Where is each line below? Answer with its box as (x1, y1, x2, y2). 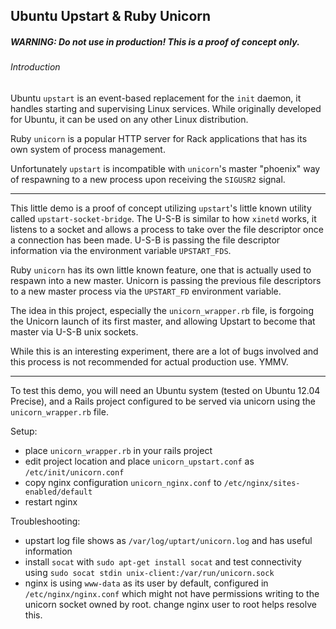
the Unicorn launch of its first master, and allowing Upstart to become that (10, 315, 316, 327)
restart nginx (24, 495, 78, 508)
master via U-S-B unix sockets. (10, 325, 139, 338)
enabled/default (24, 487, 93, 497)
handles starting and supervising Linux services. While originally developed (10, 102, 322, 114)
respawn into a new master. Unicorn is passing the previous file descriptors (10, 274, 322, 286)
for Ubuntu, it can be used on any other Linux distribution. (10, 113, 249, 125)
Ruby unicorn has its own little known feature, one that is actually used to (10, 264, 312, 276)
